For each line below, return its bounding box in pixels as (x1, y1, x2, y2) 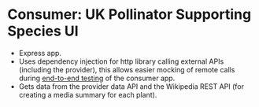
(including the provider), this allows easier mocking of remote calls (18, 65, 235, 74)
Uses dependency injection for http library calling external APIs (18, 57, 224, 66)
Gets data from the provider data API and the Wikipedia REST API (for (18, 81, 245, 91)
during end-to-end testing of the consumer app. (18, 73, 176, 83)
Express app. (18, 48, 62, 57)
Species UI (7, 22, 80, 40)
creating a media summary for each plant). (18, 90, 157, 99)
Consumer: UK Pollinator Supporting (7, 6, 252, 24)
